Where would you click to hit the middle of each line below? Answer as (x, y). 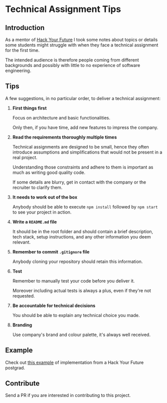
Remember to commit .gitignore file (51, 251)
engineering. (18, 70)
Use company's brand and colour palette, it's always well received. (81, 334)
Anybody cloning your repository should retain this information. (77, 261)
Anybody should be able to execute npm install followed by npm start (85, 206)
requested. (23, 295)
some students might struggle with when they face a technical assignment (82, 45)
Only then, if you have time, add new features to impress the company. (85, 127)
